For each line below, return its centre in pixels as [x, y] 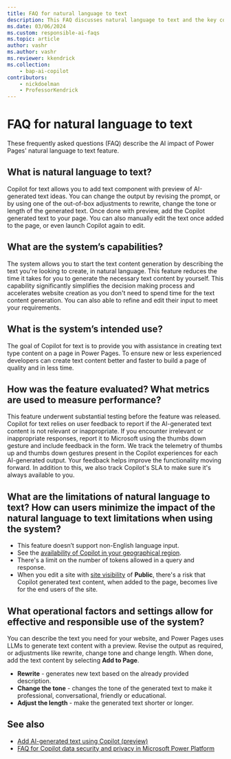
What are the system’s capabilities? [85, 247]
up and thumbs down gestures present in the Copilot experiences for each [112, 453]
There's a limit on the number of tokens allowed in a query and [106, 560]
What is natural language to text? [80, 172]
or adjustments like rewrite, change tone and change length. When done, [110, 653]
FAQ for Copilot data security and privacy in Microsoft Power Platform [116, 748]
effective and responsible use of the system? [106, 622]
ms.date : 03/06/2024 [37, 26]
